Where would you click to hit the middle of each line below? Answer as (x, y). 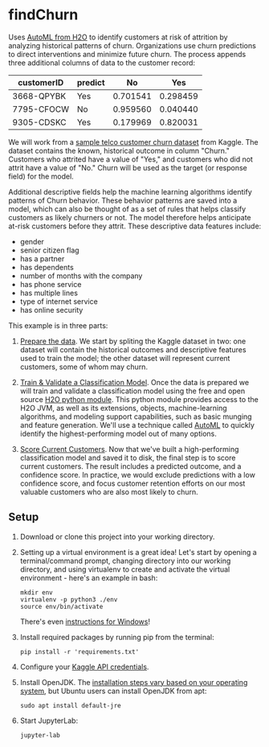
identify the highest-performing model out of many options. (118, 433)
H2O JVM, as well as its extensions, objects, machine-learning (123, 408)
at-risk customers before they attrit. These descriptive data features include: (135, 226)
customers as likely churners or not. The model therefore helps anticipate (130, 217)
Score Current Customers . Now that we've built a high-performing (129, 449)
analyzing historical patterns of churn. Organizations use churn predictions (132, 45)
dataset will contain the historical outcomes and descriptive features (133, 349)
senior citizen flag (49, 250)
